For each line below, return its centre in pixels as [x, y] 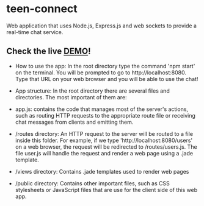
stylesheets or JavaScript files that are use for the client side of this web [106, 190]
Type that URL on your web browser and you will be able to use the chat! [107, 79]
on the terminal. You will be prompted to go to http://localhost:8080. [100, 73]
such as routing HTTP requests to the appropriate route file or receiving [105, 115]
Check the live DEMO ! [49, 51]
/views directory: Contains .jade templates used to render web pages [102, 171]
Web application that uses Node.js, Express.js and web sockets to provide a [102, 26]
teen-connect [42, 9]
